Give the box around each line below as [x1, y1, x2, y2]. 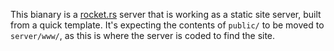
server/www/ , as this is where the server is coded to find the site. [10, 30, 276, 41]
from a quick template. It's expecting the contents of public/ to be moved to [10, 19, 325, 31]
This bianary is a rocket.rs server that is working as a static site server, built [10, 9, 322, 20]
